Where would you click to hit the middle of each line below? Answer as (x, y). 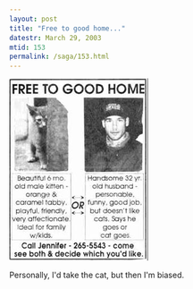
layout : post (34, 19)
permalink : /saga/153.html (59, 57)
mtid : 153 (28, 47)
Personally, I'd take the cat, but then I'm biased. (97, 275)
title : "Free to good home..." (67, 28)
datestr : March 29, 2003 (55, 38)
